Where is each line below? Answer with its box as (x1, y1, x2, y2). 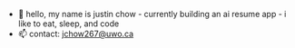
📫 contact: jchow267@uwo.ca (17, 28, 134, 39)
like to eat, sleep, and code (17, 18, 120, 29)
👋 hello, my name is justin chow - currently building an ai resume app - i (17, 9, 287, 19)
